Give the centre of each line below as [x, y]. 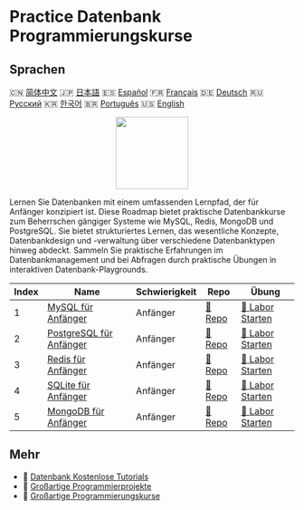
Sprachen [38, 69]
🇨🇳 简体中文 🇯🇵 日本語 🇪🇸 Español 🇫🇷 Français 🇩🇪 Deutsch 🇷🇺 [137, 92]
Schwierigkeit [166, 292]
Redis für [66, 359]
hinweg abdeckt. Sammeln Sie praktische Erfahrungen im [116, 250]
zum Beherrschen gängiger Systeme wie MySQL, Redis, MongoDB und [142, 221]
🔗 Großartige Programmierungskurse [91, 496]
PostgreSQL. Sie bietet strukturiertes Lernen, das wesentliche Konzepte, [144, 231]
